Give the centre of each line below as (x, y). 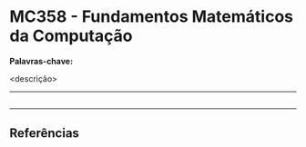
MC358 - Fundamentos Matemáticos (152, 17)
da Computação (71, 36)
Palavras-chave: (41, 61)
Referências (45, 133)
